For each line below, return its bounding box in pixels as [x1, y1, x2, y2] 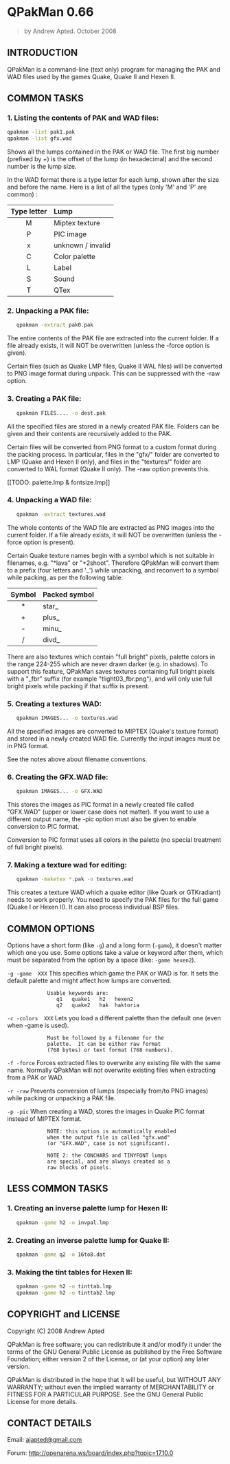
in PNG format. [7, 741, 49, 750]
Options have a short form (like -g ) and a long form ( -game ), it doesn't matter [7, 941, 222, 949]
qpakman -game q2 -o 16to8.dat [16, 1251, 106, 1258]
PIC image [54, 229, 87, 239]
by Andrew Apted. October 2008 [23, 27, 117, 35]
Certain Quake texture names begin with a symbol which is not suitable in [7, 551, 215, 559]
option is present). [23, 538, 76, 546]
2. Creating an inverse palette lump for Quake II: [7, 1235, 170, 1245]
